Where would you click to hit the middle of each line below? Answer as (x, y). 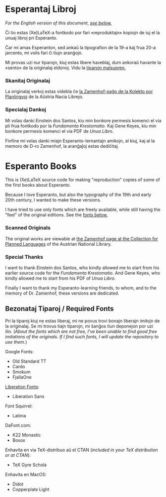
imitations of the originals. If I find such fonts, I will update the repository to (82, 336)
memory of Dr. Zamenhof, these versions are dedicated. (62, 293)
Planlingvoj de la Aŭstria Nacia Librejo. (44, 97)
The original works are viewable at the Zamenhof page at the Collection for (82, 239)
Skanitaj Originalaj (28, 81)
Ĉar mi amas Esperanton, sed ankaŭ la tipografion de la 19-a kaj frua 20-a (81, 47)
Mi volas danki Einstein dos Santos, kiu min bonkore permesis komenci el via (83, 120)
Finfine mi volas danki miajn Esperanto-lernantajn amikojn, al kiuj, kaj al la (80, 141)
